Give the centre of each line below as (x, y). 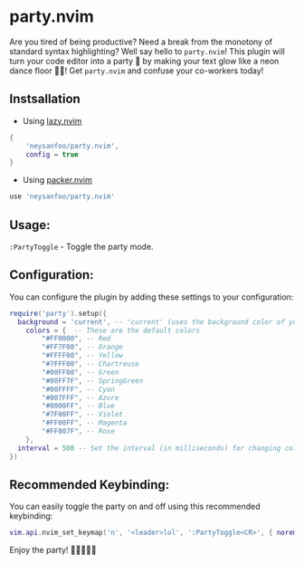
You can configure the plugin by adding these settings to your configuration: (152, 297)
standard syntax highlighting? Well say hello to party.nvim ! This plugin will (147, 51)
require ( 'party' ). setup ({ (58, 313)
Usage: (30, 225)
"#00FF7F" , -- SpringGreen (93, 381)
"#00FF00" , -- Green (81, 372)
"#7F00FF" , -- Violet (83, 415)
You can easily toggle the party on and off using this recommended (135, 507)
